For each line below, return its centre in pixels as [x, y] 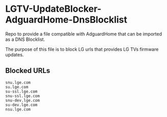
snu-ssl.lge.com [22, 96]
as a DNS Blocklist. [25, 39]
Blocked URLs [28, 71]
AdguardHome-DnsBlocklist [66, 20]
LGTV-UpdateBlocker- [53, 9]
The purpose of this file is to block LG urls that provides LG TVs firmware [82, 49]
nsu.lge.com [18, 109]
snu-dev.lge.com [22, 100]
